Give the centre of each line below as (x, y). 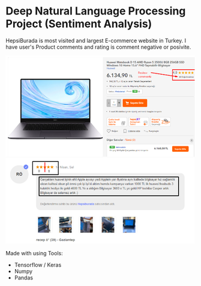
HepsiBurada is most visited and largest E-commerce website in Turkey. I (96, 40)
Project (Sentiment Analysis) (79, 24)
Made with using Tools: (34, 253)
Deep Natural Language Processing (96, 11)
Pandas (24, 278)
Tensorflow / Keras (38, 265)
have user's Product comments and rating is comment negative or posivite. (98, 47)
